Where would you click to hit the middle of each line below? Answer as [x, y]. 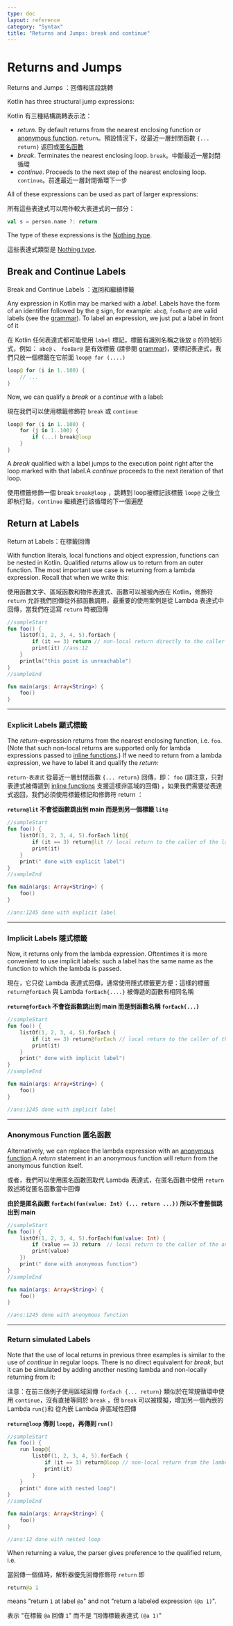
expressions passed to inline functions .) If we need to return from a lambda [114, 755]
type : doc [21, 14]
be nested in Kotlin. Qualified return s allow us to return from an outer [105, 562]
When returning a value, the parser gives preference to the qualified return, [114, 1552]
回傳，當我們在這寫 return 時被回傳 [58, 609]
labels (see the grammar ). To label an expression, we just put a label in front [115, 318]
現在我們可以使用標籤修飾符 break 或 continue [72, 411]
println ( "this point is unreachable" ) [76, 661]
